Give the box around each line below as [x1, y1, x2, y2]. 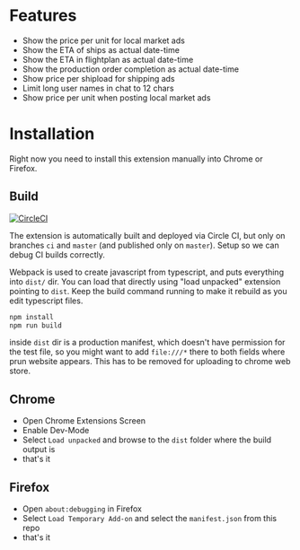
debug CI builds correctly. [9, 249, 105, 260]
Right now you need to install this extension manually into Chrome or [9, 153, 263, 164]
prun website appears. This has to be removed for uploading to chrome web [9, 356, 291, 367]
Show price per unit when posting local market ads [22, 92, 211, 103]
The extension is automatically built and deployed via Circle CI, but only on [9, 230, 286, 240]
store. [9, 365, 31, 377]
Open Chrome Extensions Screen [22, 415, 146, 426]
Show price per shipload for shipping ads [22, 73, 175, 83]
